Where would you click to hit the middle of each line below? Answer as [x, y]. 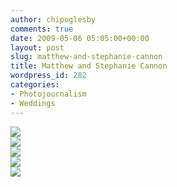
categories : [35, 85]
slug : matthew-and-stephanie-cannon [86, 57]
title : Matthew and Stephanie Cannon [89, 66]
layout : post [37, 47]
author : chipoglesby [53, 19]
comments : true [42, 29]
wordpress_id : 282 [48, 76]
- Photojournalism [48, 94]
